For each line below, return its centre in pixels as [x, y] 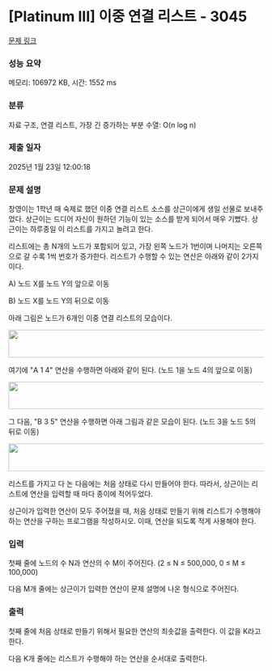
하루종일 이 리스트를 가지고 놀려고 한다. [91, 229]
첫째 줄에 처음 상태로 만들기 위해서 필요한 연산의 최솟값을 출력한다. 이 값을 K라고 [135, 631]
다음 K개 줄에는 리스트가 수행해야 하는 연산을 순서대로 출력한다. [108, 658]
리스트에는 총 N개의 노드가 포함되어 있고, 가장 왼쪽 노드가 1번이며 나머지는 [125, 247]
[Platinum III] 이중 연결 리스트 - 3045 [128, 17]
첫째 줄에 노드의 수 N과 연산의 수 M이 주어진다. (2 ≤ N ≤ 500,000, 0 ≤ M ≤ [127, 563]
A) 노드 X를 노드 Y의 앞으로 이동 [59, 284]
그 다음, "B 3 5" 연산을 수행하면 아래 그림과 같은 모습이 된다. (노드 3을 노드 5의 [132, 422]
